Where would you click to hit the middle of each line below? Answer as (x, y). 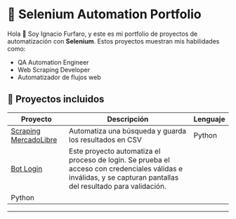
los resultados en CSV (106, 140)
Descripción (128, 119)
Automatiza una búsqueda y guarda (128, 131)
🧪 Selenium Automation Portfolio (104, 14)
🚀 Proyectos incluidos (56, 99)
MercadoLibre (34, 140)
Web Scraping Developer (53, 69)
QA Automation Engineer (53, 62)
